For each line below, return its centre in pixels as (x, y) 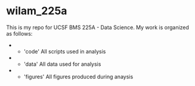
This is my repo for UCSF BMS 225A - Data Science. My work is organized (98, 27)
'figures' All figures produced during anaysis (78, 77)
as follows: (19, 33)
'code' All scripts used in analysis (65, 51)
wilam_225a (37, 11)
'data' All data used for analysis (62, 64)
